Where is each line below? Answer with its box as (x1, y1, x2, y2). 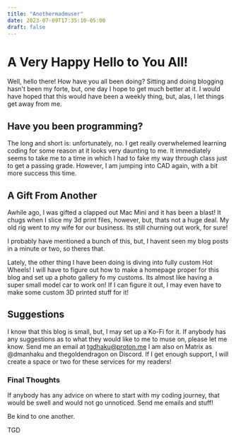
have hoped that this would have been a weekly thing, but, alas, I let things (7, 93, 225, 101)
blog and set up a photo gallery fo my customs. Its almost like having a (7, 273, 213, 281)
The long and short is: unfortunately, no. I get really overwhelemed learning (7, 139, 227, 148)
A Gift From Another (7, 189, 98, 201)
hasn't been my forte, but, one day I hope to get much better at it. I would (7, 85, 220, 93)
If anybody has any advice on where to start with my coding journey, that (7, 391, 220, 400)
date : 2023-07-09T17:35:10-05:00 (7, 17, 106, 24)
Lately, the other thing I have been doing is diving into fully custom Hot (7, 258, 213, 266)
